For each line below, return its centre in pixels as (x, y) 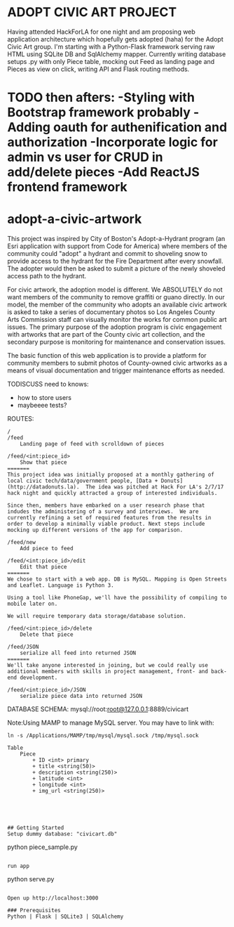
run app (19, 866)
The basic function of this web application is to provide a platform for (107, 356)
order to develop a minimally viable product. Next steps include (106, 524)
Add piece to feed (47, 549)
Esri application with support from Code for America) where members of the (117, 246)
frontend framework (67, 187)
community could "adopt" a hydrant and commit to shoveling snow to (108, 254)
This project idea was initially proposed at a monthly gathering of (111, 475)
